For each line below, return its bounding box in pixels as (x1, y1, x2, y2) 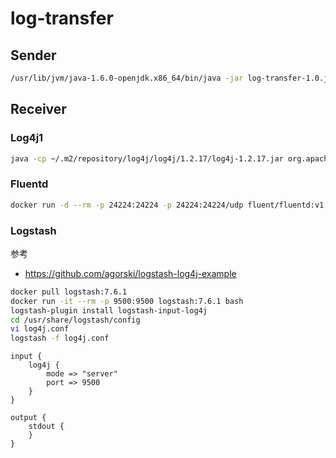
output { (10, 413, 47, 423)
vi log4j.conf (10, 324, 70, 334)
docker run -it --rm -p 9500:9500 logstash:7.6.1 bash (10, 296, 244, 306)
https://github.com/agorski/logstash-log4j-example (24, 267, 237, 279)
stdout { (28, 422, 65, 432)
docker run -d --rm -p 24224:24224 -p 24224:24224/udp (10, 200, 244, 210)
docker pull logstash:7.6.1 (10, 287, 128, 297)
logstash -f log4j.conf (10, 333, 110, 344)
